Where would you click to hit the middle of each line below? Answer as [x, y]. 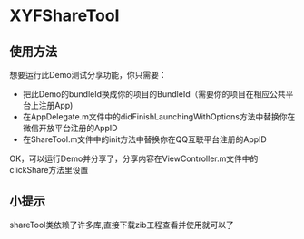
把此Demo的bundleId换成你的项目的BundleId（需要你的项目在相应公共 [154, 94]
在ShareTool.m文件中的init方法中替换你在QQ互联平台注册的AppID [145, 139]
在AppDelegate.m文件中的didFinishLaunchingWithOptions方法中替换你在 [159, 117]
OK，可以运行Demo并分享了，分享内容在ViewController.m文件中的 [134, 158]
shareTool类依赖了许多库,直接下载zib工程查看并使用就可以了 [122, 225]
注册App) [56, 105]
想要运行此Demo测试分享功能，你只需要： [88, 75]
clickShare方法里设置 [49, 170]
